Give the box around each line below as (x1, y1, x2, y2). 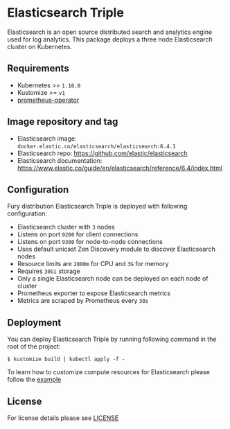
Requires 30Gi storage (17, 267, 81, 275)
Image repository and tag (7, 116, 118, 128)
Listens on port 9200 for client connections (17, 230, 139, 238)
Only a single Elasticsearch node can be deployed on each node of (17, 274, 209, 283)
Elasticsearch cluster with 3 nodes (17, 223, 116, 231)
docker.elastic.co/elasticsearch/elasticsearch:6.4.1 (17, 143, 176, 150)
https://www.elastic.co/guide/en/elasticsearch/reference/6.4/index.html (17, 164, 223, 172)
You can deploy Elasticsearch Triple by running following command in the (7, 335, 217, 344)
